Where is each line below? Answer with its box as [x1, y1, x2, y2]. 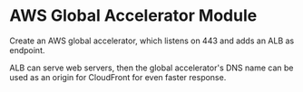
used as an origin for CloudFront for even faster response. [9, 71, 227, 82]
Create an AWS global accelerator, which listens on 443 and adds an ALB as [9, 35, 295, 46]
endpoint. [9, 44, 45, 55]
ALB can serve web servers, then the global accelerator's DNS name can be [9, 62, 294, 73]
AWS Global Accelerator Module [9, 5, 258, 26]
